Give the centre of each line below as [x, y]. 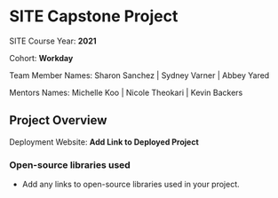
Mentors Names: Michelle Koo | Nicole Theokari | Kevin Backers [126, 92]
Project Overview [58, 120]
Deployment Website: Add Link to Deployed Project [104, 142]
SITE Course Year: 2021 [53, 41]
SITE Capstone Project [94, 16]
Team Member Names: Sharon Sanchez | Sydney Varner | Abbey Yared [139, 75]
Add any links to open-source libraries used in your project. [131, 185]
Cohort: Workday [41, 58]
